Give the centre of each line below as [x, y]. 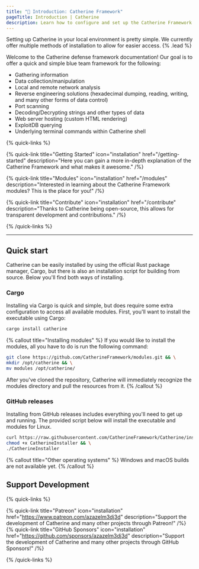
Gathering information [41, 75]
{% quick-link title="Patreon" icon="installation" [65, 510]
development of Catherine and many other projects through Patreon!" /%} [96, 523]
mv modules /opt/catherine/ [41, 368]
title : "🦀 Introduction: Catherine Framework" [65, 12]
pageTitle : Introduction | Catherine [53, 17]
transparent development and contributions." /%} [66, 215]
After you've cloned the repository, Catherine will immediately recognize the [99, 380]
